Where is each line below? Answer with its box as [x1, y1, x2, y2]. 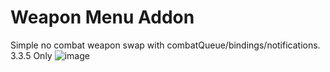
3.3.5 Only [10, 49, 53, 61]
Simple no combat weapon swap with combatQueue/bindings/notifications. [10, 39, 321, 51]
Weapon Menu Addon [10, 6, 195, 29]
